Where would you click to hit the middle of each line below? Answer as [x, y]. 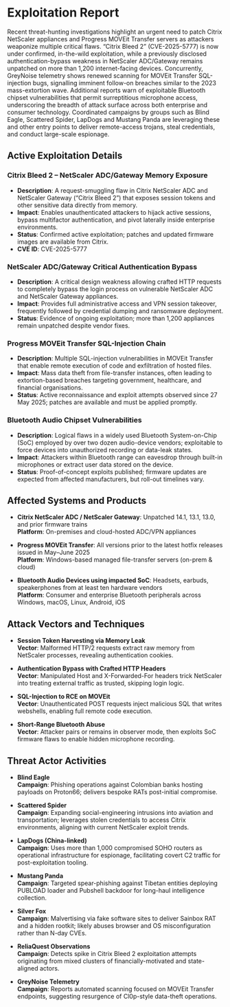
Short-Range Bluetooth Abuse [61, 725]
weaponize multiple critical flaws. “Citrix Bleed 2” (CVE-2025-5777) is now [113, 46]
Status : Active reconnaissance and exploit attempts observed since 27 [117, 395]
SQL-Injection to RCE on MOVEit [64, 697]
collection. [32, 898]
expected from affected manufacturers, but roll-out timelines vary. [111, 479]
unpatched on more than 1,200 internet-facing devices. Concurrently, [105, 68]
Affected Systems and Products [77, 500]
